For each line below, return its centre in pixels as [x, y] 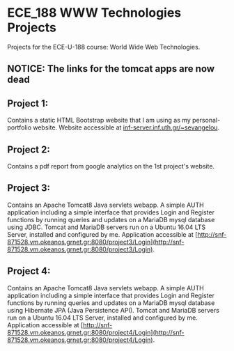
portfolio [19, 127]
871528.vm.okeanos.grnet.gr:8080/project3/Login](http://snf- [96, 242]
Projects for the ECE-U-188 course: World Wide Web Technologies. [104, 47]
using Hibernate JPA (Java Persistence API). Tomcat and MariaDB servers [113, 310]
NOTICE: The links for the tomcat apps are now [111, 69]
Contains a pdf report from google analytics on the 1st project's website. [111, 166]
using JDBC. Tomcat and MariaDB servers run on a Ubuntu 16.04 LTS [107, 227]
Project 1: [28, 103]
